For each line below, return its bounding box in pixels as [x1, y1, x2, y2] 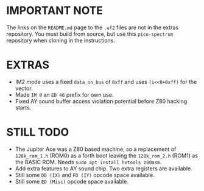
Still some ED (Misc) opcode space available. [15, 178, 129, 185]
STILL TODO [6, 125, 69, 139]
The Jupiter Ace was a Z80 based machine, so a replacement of [15, 145, 177, 153]
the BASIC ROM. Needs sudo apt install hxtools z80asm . [15, 158, 162, 165]
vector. [15, 85, 33, 92]
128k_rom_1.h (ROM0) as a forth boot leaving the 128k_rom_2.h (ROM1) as [15, 151, 198, 159]
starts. [15, 104, 32, 111]
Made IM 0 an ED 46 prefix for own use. [15, 91, 114, 98]
